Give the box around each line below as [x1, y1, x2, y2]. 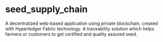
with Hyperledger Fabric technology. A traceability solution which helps [5, 25, 154, 31]
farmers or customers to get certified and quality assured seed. [5, 31, 138, 37]
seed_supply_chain [5, 4, 88, 15]
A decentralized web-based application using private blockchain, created [5, 20, 158, 26]
